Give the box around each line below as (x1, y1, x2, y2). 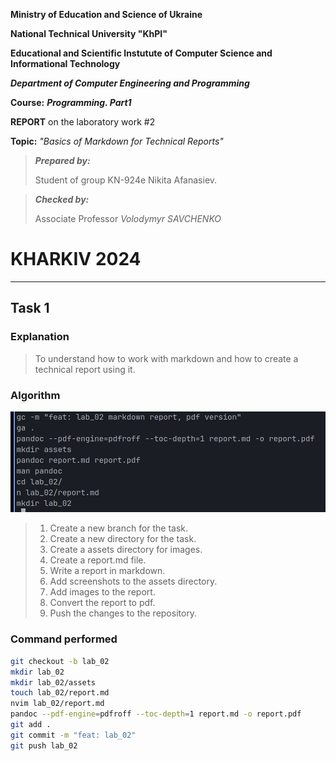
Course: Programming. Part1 (10, 97, 132, 108)
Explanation (10, 330, 70, 344)
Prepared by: (34, 155, 91, 166)
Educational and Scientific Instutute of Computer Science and (10, 47, 273, 59)
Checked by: (34, 194, 90, 205)
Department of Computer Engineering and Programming (10, 77, 250, 89)
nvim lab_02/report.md (10, 699, 105, 709)
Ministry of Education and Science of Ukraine (10, 9, 203, 20)
